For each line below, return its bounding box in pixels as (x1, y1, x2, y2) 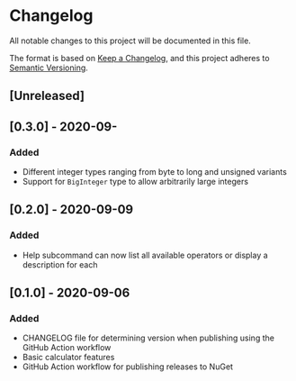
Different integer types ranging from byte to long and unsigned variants (22, 167, 288, 177)
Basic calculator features (22, 352, 115, 363)
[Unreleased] (9, 88, 85, 104)
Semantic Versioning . (9, 62, 88, 73)
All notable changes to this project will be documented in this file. (9, 35, 252, 46)
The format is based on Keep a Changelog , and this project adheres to (9, 52, 270, 63)
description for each (22, 259, 98, 270)
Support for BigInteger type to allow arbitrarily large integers (22, 177, 249, 187)
